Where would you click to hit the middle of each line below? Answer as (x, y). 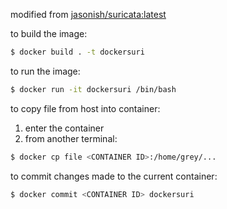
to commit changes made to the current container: (114, 176)
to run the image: (45, 71)
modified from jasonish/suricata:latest (88, 14)
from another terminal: (71, 138)
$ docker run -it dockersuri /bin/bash (93, 89)
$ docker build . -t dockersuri (77, 52)
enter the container (64, 128)
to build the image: (49, 33)
